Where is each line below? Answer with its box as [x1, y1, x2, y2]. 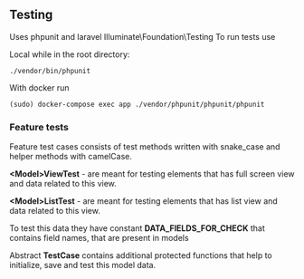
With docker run [9, 82, 70, 93]
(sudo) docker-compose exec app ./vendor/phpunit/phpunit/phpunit [9, 100, 265, 109]
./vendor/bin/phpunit [9, 66, 91, 75]
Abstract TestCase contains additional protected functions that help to [9, 250, 273, 261]
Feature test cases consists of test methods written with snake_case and [9, 141, 280, 152]
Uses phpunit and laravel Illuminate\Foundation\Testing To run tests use [9, 31, 276, 42]
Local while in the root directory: [9, 49, 130, 60]
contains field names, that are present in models [9, 233, 189, 244]
